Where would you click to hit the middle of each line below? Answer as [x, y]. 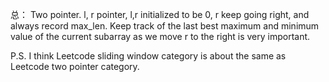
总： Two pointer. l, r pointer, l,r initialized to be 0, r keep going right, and [160, 14]
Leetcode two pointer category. [75, 66]
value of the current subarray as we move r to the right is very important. [160, 36]
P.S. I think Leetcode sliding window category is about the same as [148, 56]
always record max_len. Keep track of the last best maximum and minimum [165, 26]
